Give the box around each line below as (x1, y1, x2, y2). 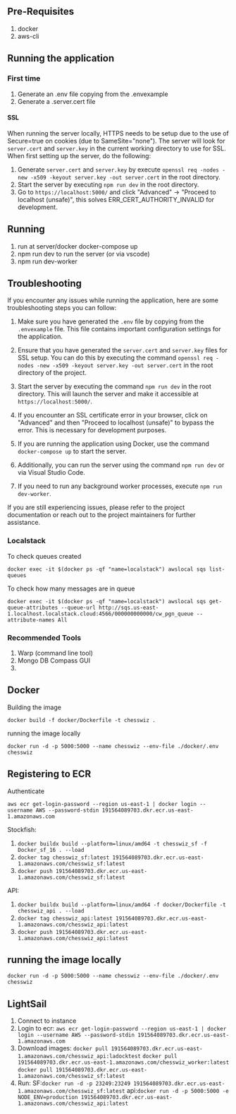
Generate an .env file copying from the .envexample (17, 90, 168, 98)
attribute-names (7, 616, 55, 624)
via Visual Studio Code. (17, 468, 86, 477)
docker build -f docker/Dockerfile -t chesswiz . (7, 716, 156, 723)
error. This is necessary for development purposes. (17, 426, 167, 434)
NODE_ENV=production (17, 1094, 78, 1101)
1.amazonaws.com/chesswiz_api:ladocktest (17, 1053, 141, 1060)
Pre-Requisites (7, 6, 75, 18)
